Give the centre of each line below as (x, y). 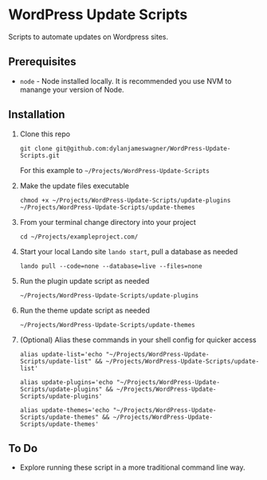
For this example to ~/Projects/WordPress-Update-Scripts (114, 170)
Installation (37, 114)
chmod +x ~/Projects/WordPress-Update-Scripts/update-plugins (125, 200)
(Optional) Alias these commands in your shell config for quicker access (138, 340)
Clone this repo (45, 134)
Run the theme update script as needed (84, 310)
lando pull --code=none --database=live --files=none (111, 266)
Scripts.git (39, 155)
